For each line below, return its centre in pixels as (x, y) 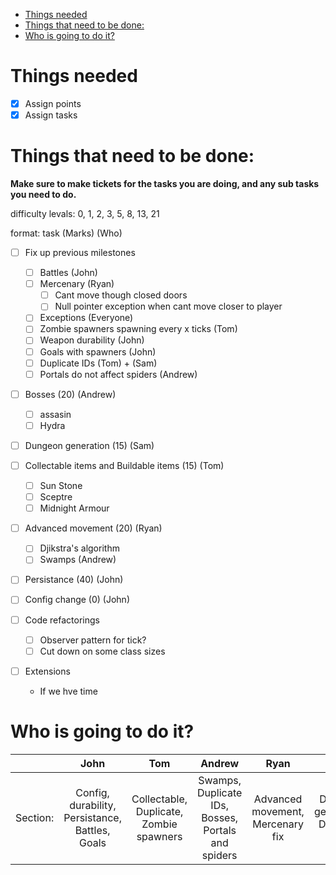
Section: (35, 817)
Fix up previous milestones (80, 252)
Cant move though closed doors (121, 295)
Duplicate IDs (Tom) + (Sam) (98, 363)
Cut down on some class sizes (102, 651)
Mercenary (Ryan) (77, 284)
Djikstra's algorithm (79, 548)
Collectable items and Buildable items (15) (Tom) (124, 465)
